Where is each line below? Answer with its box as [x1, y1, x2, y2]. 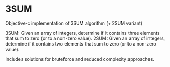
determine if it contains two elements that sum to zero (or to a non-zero [5, 40, 156, 47]
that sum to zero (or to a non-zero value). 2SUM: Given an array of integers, [5, 35, 165, 41]
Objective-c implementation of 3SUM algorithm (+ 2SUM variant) [5, 20, 142, 26]
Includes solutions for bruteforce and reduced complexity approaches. [5, 56, 155, 62]
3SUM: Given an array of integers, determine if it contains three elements [5, 30, 160, 36]
